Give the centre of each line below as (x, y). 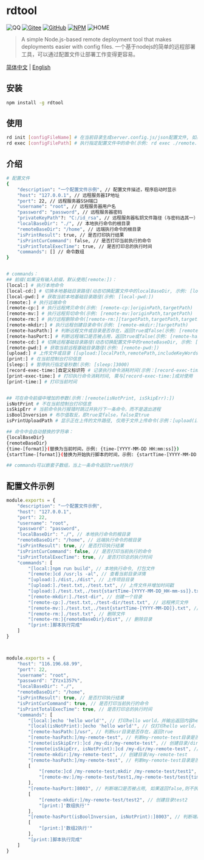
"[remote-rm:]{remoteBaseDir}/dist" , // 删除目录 (90, 620)
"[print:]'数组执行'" (64, 806)
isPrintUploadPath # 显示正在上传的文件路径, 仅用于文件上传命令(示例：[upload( (100, 421)
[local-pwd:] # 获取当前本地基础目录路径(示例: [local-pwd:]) (80, 296)
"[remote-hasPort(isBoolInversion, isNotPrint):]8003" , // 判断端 (113, 817)
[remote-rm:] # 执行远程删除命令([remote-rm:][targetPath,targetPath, (94, 320)
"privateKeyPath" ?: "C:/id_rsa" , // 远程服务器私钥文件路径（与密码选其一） (108, 218)
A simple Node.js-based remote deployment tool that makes (96, 39)
